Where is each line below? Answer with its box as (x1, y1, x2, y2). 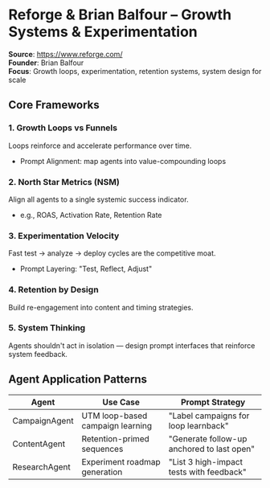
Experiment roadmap (81, 456, 161, 467)
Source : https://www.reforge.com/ (8, 49, 123, 59)
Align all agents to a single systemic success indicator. (8, 195, 189, 204)
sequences (81, 443, 124, 454)
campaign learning (81, 420, 153, 431)
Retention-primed (81, 433, 150, 444)
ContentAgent (12, 438, 66, 449)
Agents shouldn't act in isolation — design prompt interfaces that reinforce (8, 340, 256, 351)
